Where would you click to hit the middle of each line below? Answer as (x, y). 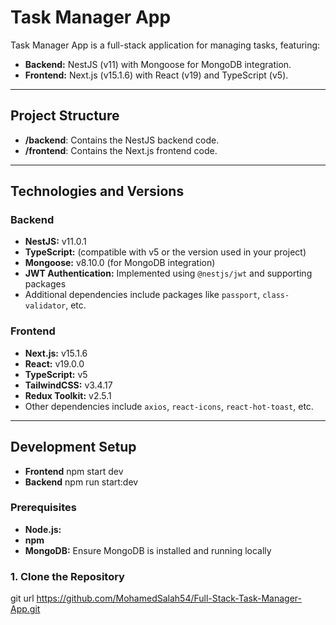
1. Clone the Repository (67, 576)
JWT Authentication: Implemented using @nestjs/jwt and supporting (168, 273)
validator (45, 306)
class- (276, 296)
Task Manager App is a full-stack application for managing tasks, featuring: (165, 45)
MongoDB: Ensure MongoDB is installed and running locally (148, 550)
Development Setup (73, 447)
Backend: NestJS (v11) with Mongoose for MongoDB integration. (158, 64)
